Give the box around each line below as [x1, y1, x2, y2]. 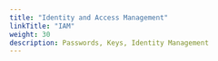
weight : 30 [9, 30, 51, 39]
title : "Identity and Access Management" [9, 13, 169, 22]
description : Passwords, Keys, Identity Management [9, 38, 209, 48]
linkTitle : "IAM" [9, 22, 75, 30]
